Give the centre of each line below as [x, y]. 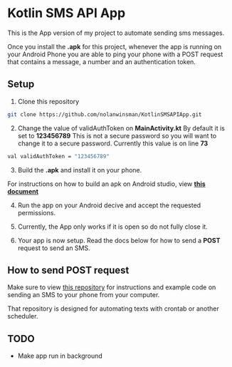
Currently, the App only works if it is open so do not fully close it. [112, 227]
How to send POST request [68, 270]
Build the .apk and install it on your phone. [80, 170]
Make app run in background [60, 356]
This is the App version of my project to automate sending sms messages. [116, 33]
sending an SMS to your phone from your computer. [84, 295]
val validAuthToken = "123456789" [59, 156]
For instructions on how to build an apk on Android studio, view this [107, 184]
